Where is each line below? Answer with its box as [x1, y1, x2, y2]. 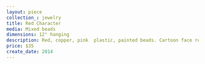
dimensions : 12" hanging [6, 32, 70, 38]
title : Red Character [6, 20, 62, 26]
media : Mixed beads [6, 26, 56, 32]
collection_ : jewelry [6, 15, 62, 21]
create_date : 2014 [6, 49, 53, 55]
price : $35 [6, 43, 34, 49]
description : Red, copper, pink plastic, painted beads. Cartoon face [6, 37, 192, 43]
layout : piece [6, 9, 43, 15]
